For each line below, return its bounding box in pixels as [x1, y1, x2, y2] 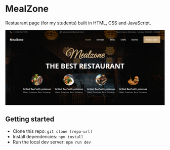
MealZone [5, 3, 49, 15]
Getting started [5, 115, 55, 124]
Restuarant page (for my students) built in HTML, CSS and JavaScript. [5, 20, 151, 26]
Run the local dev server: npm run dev [12, 139, 91, 145]
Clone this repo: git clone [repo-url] [12, 128, 93, 134]
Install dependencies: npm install [12, 134, 83, 140]
